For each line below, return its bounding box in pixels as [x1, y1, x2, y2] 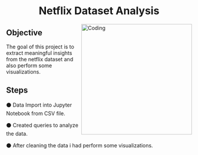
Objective [6, 28, 43, 38]
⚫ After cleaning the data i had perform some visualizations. [6, 141, 153, 149]
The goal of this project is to [6, 43, 75, 50]
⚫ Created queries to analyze [6, 121, 78, 128]
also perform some [6, 62, 52, 69]
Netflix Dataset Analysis [38, 4, 160, 18]
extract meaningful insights [6, 50, 72, 57]
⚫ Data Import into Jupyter [6, 101, 72, 108]
